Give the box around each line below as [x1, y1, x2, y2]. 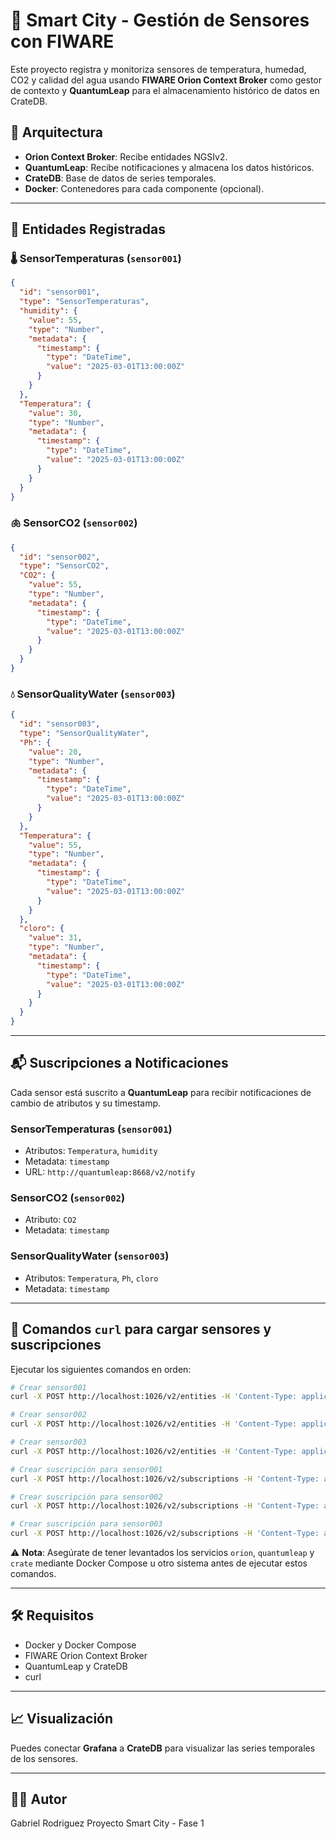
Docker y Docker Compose [24, 1639, 137, 1651]
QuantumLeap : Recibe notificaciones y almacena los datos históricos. [24, 161, 315, 173]
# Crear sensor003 [10, 1437, 87, 1448]
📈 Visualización [10, 1710, 114, 1728]
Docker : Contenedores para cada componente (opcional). [24, 182, 265, 194]
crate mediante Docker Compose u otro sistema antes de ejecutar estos [10, 1557, 308, 1569]
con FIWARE [10, 30, 115, 53]
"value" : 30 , [28, 408, 83, 418]
